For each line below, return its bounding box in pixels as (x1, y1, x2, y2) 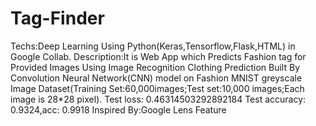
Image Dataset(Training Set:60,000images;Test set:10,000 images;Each (10, 82, 305, 94)
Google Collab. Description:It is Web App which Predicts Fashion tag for (10, 50, 307, 62)
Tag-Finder (10, 7, 105, 30)
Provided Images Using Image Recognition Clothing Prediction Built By (10, 61, 301, 73)
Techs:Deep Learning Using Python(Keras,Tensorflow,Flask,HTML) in (10, 40, 296, 52)
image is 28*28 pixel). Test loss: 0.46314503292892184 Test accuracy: (10, 93, 307, 105)
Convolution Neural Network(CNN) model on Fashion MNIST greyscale (10, 72, 303, 84)
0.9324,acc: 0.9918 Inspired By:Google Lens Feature (10, 103, 227, 116)
